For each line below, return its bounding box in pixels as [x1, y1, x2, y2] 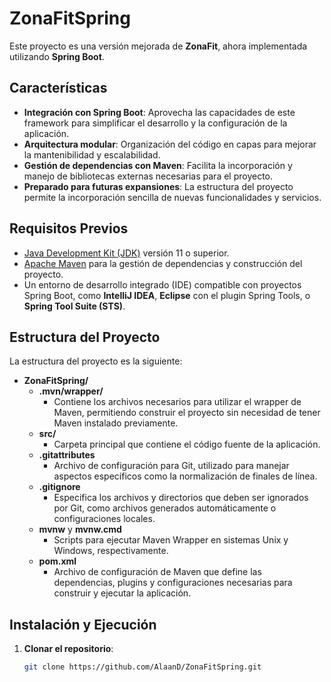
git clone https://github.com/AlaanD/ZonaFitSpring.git [23, 662, 262, 672]
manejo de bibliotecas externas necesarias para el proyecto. [23, 170, 274, 182]
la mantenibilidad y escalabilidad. [23, 148, 161, 161]
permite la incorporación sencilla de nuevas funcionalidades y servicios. [23, 191, 322, 203]
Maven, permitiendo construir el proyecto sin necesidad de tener [53, 407, 321, 419]
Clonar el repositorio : [23, 643, 114, 655]
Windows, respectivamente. [53, 545, 169, 557]
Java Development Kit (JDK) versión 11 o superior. [23, 247, 230, 259]
